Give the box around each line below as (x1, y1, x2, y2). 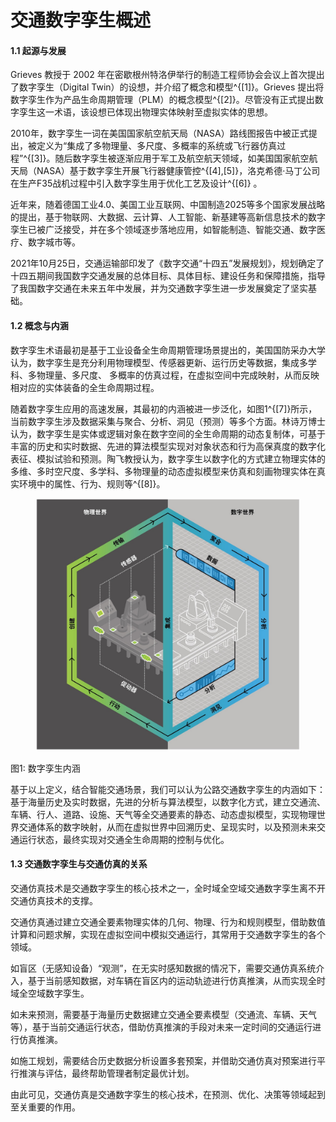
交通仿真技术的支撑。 (10, 894, 98, 906)
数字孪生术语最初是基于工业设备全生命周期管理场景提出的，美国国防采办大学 (10, 344, 326, 356)
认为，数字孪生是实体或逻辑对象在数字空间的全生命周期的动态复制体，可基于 (10, 427, 326, 440)
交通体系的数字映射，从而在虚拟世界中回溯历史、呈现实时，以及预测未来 (18, 821, 317, 833)
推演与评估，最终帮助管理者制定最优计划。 (18, 1067, 195, 1079)
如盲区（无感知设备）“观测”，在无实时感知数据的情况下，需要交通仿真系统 (10, 962, 317, 974)
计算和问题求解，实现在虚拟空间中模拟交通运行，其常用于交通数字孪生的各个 (10, 928, 326, 940)
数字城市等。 (27, 236, 81, 248)
